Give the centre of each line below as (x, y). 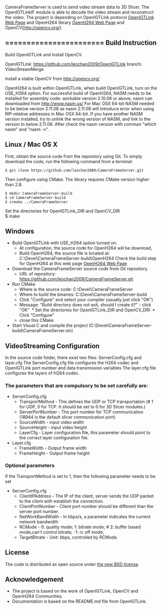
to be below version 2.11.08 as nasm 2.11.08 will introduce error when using (80, 108)
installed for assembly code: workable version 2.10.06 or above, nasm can (79, 98)
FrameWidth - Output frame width (53, 448)
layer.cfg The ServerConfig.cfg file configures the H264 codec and (72, 363)
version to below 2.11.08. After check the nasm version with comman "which (81, 124)
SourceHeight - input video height (53, 427)
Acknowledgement (34, 580)
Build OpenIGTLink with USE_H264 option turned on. (65, 243)
